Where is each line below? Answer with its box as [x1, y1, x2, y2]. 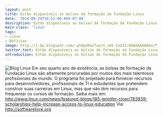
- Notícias [5, 39, 27, 44]
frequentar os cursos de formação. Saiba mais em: [5, 91, 107, 97]
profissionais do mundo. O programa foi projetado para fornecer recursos [5, 75, 152, 81]
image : [5, 43, 18, 48]
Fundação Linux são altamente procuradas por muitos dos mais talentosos [5, 71, 154, 76]
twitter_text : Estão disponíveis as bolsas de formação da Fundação [5, 47, 147, 52]
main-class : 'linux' [5, 25, 47, 30]
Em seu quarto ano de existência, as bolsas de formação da [32, 65, 152, 71]
